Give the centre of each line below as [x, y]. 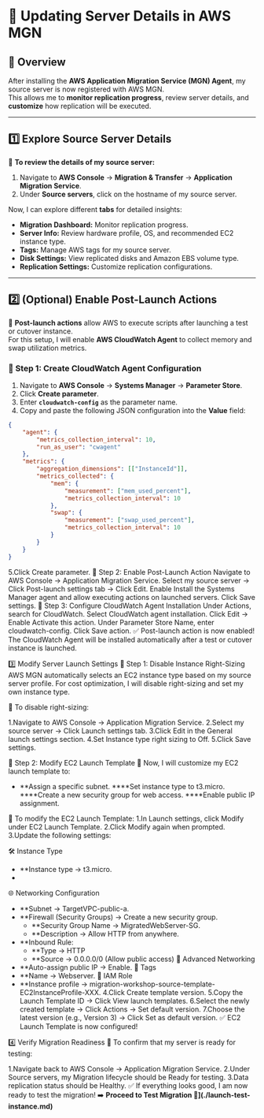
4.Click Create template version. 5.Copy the [173, 992]
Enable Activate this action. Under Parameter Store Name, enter [111, 622]
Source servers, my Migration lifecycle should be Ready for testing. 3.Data [128, 1077]
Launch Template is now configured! [79, 1026]
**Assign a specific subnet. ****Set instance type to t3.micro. [122, 786]
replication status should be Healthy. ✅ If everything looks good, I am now [128, 1085]
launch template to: [39, 771]
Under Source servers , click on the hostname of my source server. [128, 194]
